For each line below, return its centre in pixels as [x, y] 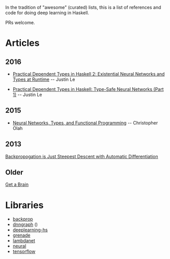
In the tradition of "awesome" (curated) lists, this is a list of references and [83, 7]
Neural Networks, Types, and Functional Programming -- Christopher [85, 123]
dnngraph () [25, 224]
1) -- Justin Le [27, 94]
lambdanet [24, 241]
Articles [22, 43]
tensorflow [24, 251]
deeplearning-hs [30, 230]
